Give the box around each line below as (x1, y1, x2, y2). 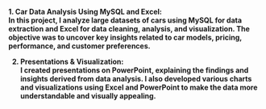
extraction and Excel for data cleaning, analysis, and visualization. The (8, 24, 250, 33)
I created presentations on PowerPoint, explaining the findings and (19, 65, 249, 75)
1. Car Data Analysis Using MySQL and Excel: (8, 7, 163, 16)
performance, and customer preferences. (8, 41, 151, 51)
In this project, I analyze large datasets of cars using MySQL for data (8, 15, 243, 25)
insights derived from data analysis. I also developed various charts (19, 74, 252, 83)
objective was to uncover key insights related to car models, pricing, (8, 32, 243, 42)
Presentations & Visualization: (19, 57, 124, 66)
